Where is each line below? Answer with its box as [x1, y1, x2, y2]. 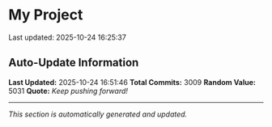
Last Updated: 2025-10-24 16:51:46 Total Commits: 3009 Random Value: [8, 77, 257, 87]
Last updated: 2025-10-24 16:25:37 [8, 32, 127, 42]
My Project [8, 6, 83, 24]
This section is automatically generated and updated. [8, 109, 188, 119]
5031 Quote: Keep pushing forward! [8, 86, 128, 95]
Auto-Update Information [8, 56, 139, 70]
